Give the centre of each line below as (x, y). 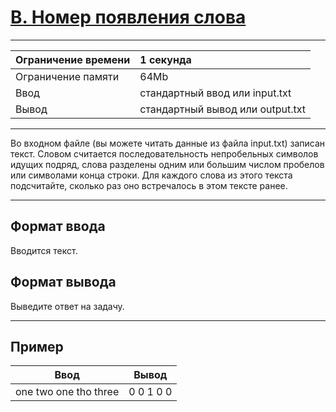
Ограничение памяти (67, 76)
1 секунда (165, 59)
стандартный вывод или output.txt (223, 109)
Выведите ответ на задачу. (67, 306)
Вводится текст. (44, 250)
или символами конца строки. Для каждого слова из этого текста (151, 175)
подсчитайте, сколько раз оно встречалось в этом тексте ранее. (149, 185)
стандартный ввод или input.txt (215, 93)
